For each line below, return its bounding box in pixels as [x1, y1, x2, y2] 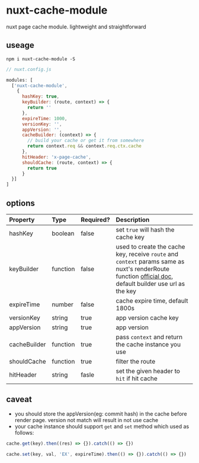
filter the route [115, 357, 156, 365]
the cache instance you [115, 340, 181, 348]
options [6, 198, 36, 208]
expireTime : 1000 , [21, 115, 68, 121]
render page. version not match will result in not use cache [14, 416, 159, 423]
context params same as [115, 257, 185, 265]
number [52, 300, 74, 308]
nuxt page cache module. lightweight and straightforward [6, 23, 146, 30]
